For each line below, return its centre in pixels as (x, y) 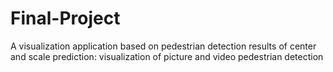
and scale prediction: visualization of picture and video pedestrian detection (167, 56)
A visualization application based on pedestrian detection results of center (163, 46)
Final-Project (65, 18)
